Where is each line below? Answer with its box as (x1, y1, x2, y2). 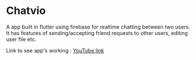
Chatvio (6, 4, 46, 17)
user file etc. (6, 36, 37, 43)
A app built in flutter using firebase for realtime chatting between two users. (6, 23, 191, 30)
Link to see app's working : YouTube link (6, 47, 104, 54)
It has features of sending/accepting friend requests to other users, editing (6, 29, 188, 36)
